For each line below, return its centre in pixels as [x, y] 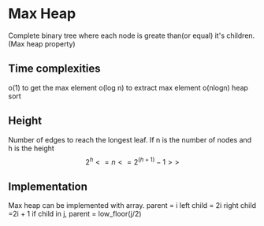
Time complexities [54, 69]
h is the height [32, 148]
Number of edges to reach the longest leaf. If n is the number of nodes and [130, 139]
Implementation [48, 186]
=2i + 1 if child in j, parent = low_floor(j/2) [75, 214]
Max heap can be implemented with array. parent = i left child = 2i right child [132, 206]
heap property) [51, 43]
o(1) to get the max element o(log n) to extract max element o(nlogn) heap [128, 87]
